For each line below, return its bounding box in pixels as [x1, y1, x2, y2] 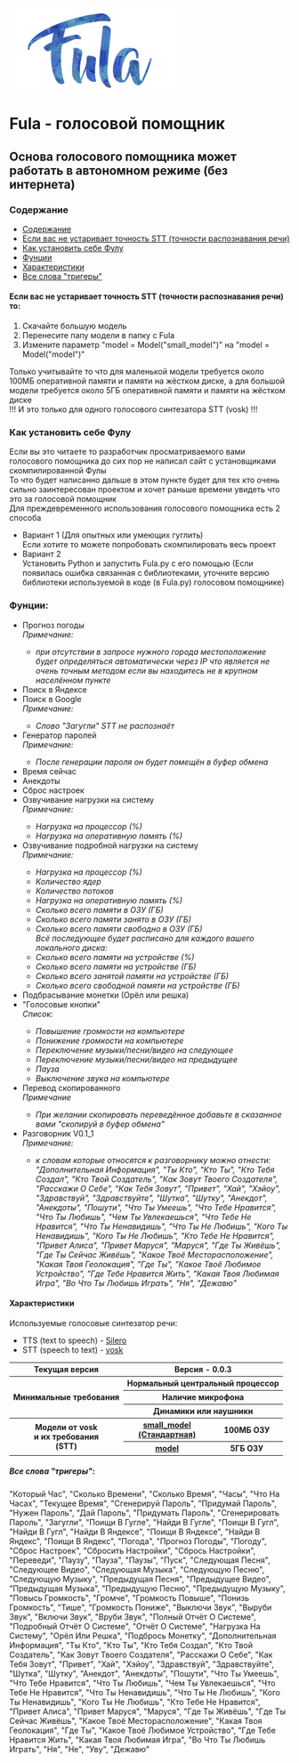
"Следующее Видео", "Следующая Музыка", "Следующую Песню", [9, 1564, 265, 1574]
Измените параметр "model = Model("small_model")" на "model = [21, 340, 270, 351]
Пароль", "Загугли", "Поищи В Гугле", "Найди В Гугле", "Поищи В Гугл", [9, 1516, 279, 1527]
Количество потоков [35, 886, 114, 896]
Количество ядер [35, 876, 102, 886]
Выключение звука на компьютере [35, 1072, 171, 1083]
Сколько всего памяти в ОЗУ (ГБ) [35, 904, 164, 915]
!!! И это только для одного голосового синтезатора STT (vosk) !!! [9, 404, 258, 415]
